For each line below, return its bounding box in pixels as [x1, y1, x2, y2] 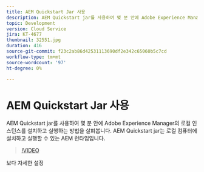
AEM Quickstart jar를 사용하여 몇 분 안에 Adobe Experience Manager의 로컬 [6, 119, 191, 127]
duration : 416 [6, 43, 42, 49]
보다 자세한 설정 [6, 159, 44, 167]
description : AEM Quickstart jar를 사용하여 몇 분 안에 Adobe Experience [6, 15, 185, 21]
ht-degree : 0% [6, 65, 42, 71]
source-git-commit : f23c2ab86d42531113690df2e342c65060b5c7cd [6, 48, 167, 55]
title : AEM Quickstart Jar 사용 [6, 8, 86, 15]
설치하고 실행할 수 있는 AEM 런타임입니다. [6, 134, 106, 142]
